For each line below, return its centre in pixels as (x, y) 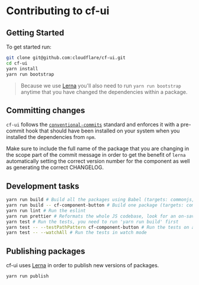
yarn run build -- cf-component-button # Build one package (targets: (95, 205)
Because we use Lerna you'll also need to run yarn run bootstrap (101, 85)
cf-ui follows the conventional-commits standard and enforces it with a (93, 125)
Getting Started (35, 33)
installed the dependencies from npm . (51, 137)
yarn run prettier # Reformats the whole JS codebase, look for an (91, 216)
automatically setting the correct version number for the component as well (98, 161)
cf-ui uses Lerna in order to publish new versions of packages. (83, 265)
